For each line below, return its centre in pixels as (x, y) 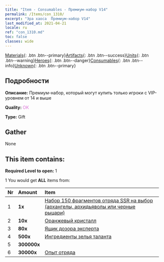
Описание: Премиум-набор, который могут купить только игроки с (76, 93)
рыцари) (55, 213)
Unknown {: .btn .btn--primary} (45, 65)
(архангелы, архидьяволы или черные (90, 207)
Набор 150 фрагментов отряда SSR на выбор (99, 201)
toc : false (16, 37)
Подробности (27, 81)
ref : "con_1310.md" (25, 32)
